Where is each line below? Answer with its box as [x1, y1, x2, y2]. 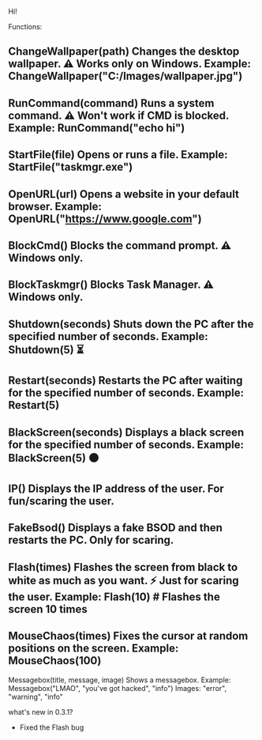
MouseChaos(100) [8, 654, 102, 667]
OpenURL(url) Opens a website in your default [8, 187, 239, 201]
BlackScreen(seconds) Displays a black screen [8, 425, 245, 439]
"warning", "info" [8, 692, 63, 701]
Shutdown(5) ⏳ [8, 343, 84, 357]
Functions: [8, 22, 43, 31]
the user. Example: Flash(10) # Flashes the [8, 590, 221, 603]
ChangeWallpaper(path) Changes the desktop [8, 45, 240, 59]
